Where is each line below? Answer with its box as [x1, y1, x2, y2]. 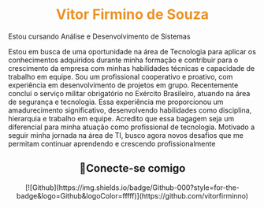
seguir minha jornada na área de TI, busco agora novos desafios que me [8, 130, 244, 139]
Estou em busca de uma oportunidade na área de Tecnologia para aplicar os [8, 46, 256, 56]
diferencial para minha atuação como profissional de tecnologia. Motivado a [8, 122, 255, 132]
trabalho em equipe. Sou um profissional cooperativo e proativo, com [8, 72, 233, 81]
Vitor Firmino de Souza [56, 6, 209, 24]
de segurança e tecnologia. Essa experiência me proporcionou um [8, 97, 224, 106]
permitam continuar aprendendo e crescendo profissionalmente [8, 139, 216, 148]
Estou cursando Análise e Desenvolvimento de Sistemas [8, 32, 191, 41]
